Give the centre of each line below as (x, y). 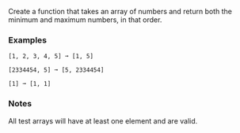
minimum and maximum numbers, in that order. (85, 20)
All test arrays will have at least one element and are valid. (103, 120)
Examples (28, 40)
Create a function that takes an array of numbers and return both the (120, 11)
